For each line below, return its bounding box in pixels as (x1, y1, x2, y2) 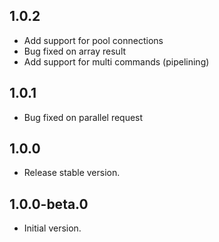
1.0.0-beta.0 (9, 195, 89, 213)
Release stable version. (23, 167, 121, 179)
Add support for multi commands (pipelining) (23, 55, 210, 68)
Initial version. (23, 222, 82, 234)
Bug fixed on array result (23, 45, 127, 57)
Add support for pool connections (23, 34, 164, 46)
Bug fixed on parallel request (23, 111, 144, 123)
